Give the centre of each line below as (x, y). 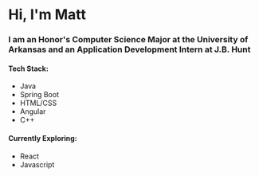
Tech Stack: (29, 68)
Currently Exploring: (43, 138)
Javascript (37, 164)
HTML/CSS (38, 103)
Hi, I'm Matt (47, 15)
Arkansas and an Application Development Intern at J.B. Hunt (129, 49)
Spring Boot (39, 95)
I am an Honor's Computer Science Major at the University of (128, 40)
